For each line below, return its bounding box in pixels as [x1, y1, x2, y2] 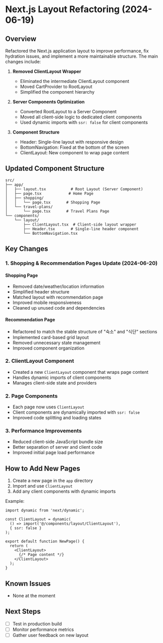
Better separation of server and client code [12, 444, 102, 450]
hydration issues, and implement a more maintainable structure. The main [5, 53, 158, 59]
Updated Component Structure [5, 164, 104, 173]
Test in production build [12, 621, 62, 627]
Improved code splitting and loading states [12, 415, 102, 421]
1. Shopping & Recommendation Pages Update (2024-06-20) [5, 260, 158, 267]
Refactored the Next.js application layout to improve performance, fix [5, 48, 149, 54]
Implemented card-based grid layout [12, 334, 89, 340]
